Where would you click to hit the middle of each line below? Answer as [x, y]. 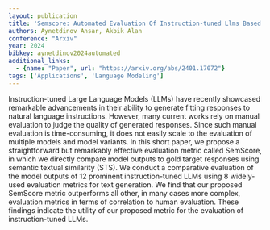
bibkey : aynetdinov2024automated [64, 53]
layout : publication [43, 16]
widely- [243, 176]
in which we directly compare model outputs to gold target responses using [134, 159]
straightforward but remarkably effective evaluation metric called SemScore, [135, 150]
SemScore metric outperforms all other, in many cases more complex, [125, 193]
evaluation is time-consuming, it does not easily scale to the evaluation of [130, 133]
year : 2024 [27, 46]
